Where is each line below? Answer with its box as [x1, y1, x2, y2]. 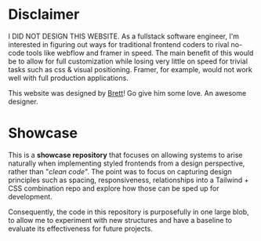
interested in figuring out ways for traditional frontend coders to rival [8, 39, 230, 49]
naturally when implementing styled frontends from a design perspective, [8, 159, 245, 168]
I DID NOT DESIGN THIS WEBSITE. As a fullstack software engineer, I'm [8, 31, 240, 41]
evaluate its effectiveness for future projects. [8, 224, 153, 233]
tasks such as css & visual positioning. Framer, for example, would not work [8, 64, 252, 74]
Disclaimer [8, 5, 80, 24]
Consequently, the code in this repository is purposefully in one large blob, [8, 206, 249, 217]
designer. [8, 97, 38, 106]
